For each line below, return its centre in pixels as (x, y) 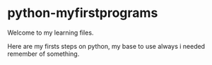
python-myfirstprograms (83, 13)
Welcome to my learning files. (51, 32)
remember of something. (43, 54)
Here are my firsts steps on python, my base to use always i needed (106, 46)
